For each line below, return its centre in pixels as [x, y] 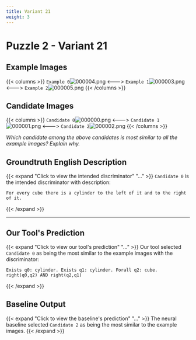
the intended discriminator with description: [58, 182]
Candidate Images [40, 106]
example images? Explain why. [43, 144]
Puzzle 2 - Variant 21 [57, 46]
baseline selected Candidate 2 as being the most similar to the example [92, 324]
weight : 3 [18, 17]
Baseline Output [36, 304]
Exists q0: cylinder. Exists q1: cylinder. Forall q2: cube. [82, 270]
